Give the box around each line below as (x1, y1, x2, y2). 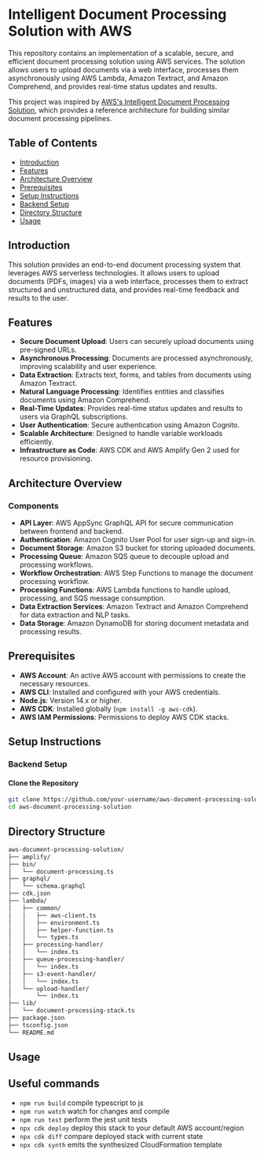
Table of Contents (8, 136, 98, 150)
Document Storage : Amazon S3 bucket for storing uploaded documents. (19, 543, 256, 553)
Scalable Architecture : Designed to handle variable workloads (19, 429, 223, 438)
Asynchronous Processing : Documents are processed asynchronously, (19, 353, 253, 363)
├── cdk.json (8, 889, 51, 898)
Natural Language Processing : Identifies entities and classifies (19, 387, 225, 397)
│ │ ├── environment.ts (8, 919, 101, 926)
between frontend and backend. (19, 527, 124, 536)
